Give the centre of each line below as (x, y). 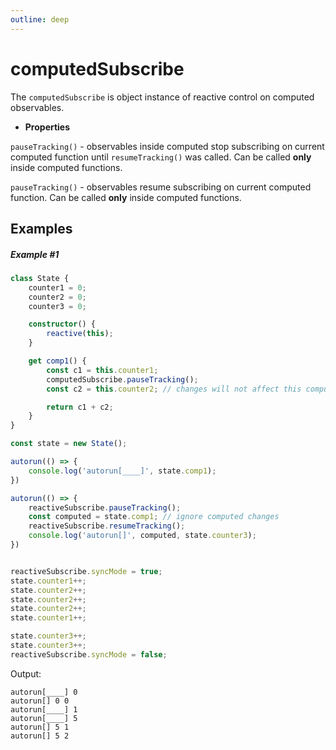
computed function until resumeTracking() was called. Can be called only (161, 157)
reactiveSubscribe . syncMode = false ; (89, 654)
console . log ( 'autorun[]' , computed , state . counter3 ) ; (142, 536)
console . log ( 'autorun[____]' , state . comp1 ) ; (122, 471)
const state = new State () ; (69, 444)
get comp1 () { (57, 361)
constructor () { (62, 324)
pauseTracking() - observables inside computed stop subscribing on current (167, 146)
